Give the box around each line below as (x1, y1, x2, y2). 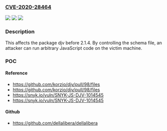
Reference (5, 70, 28, 76)
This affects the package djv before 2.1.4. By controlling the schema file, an (5, 39, 162, 46)
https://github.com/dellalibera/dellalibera (12, 120, 98, 126)
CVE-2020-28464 (5, 4, 52, 11)
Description (5, 28, 35, 35)
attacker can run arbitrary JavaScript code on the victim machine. (5, 45, 143, 51)
